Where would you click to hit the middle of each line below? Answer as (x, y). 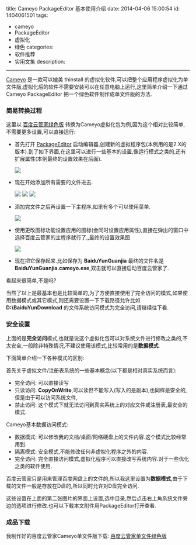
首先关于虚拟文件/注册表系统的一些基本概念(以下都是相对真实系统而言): (91, 370)
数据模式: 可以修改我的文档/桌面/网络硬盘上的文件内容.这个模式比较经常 (100, 437)
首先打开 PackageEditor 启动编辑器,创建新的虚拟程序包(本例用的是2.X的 (100, 144)
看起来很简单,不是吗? (31, 281)
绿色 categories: (34, 47)
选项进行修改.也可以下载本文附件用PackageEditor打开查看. (86, 505)
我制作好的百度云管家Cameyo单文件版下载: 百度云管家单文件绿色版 (87, 536)
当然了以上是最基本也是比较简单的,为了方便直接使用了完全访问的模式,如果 (94, 293)
